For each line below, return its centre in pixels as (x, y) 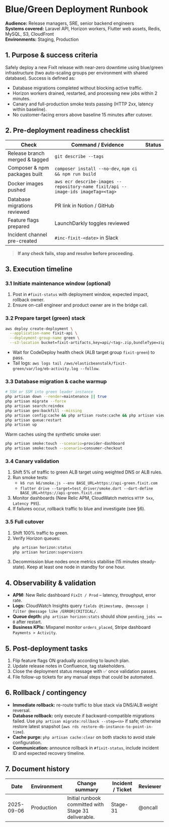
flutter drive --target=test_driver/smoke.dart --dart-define (87, 489)
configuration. (27, 742)
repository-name (74, 187)
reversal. (22, 710)
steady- (148, 562)
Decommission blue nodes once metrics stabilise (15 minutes (76, 562)
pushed (17, 190)
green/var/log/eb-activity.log (45, 369)
